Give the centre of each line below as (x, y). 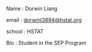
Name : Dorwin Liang (32, 9)
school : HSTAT (25, 31)
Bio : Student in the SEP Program (46, 43)
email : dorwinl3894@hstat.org (44, 20)
